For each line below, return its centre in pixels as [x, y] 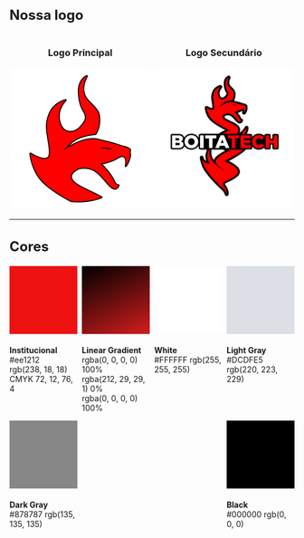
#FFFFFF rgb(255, [188, 360]
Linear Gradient [112, 351]
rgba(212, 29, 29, [114, 379]
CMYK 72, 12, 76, [42, 379]
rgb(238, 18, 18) [38, 370]
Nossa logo [47, 14]
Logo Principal [81, 53]
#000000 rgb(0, [256, 514]
